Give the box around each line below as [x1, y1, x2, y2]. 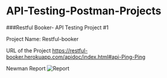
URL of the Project [6, 46, 52, 54]
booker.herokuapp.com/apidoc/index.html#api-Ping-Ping [6, 53, 146, 60]
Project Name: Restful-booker [6, 35, 79, 42]
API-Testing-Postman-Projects [6, 4, 162, 18]
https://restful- [52, 46, 88, 54]
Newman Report [6, 64, 46, 72]
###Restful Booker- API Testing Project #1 [6, 24, 109, 31]
